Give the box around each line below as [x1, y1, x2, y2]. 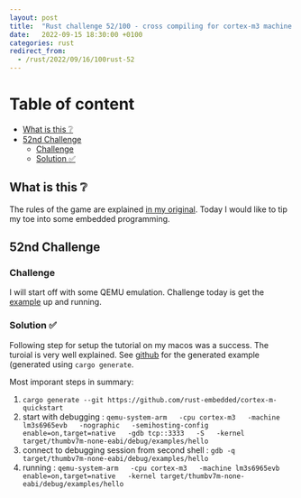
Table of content [9, 94, 135, 115]
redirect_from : [9, 47, 67, 56]
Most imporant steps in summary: [9, 376, 134, 387]
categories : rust [9, 38, 75, 48]
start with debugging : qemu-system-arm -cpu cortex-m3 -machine [22, 411, 281, 422]
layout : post [9, 13, 59, 23]
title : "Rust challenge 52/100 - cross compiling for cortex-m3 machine [9, 22, 293, 31]
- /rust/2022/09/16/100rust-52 [17, 55, 135, 64]
